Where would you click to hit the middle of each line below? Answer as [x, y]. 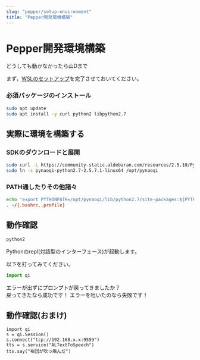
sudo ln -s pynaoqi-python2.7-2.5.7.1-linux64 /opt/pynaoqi [82, 171]
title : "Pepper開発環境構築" [40, 17]
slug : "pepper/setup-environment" [49, 12]
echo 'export [22, 200]
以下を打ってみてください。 [40, 264]
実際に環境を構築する [45, 134]
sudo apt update [26, 108]
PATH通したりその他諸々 [42, 187]
